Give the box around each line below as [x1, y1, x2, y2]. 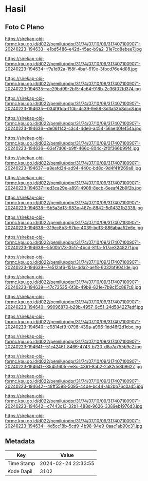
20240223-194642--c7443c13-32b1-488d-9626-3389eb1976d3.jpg [5, 403, 143, 409]
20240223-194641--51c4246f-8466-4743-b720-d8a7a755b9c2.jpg [5, 344, 142, 350]
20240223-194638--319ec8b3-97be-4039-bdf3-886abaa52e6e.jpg [5, 225, 143, 230]
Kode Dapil [7, 468, 33, 475]
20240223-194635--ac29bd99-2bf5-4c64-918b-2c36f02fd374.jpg [5, 86, 141, 91]
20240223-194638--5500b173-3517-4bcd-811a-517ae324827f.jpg [5, 245, 139, 250]
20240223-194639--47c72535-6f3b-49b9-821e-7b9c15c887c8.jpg [5, 284, 141, 290]
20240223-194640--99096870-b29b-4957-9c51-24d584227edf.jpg [5, 304, 144, 310]
